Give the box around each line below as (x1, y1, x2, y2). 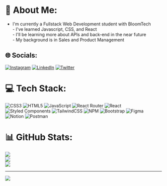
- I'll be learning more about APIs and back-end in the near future (12, 31, 147, 37)
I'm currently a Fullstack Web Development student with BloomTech (12, 21, 151, 27)
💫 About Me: (5, 4, 58, 16)
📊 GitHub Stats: (5, 131, 73, 143)
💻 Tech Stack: (5, 83, 67, 94)
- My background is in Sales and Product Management (12, 37, 124, 43)
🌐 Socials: (5, 51, 38, 60)
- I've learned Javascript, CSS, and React (12, 26, 97, 32)
